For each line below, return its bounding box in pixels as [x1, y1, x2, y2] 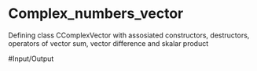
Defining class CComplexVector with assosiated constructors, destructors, [8, 30, 250, 40]
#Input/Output [8, 54, 54, 63]
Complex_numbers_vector [8, 5, 184, 23]
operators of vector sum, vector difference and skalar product [8, 38, 209, 48]
